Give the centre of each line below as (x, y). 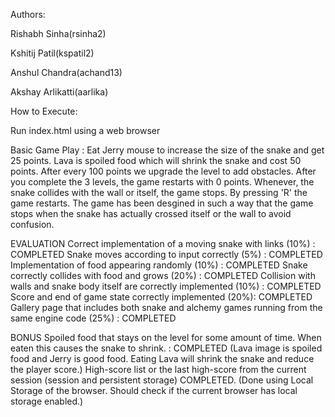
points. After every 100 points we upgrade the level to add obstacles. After (163, 171)
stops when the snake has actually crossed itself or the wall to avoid (151, 213)
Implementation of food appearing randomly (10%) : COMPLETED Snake (159, 265)
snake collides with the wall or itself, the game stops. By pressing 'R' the (159, 192)
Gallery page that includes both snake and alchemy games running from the (166, 307)
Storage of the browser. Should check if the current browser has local (154, 390)
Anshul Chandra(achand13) (66, 72)
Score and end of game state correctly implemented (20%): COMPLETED (161, 297)
